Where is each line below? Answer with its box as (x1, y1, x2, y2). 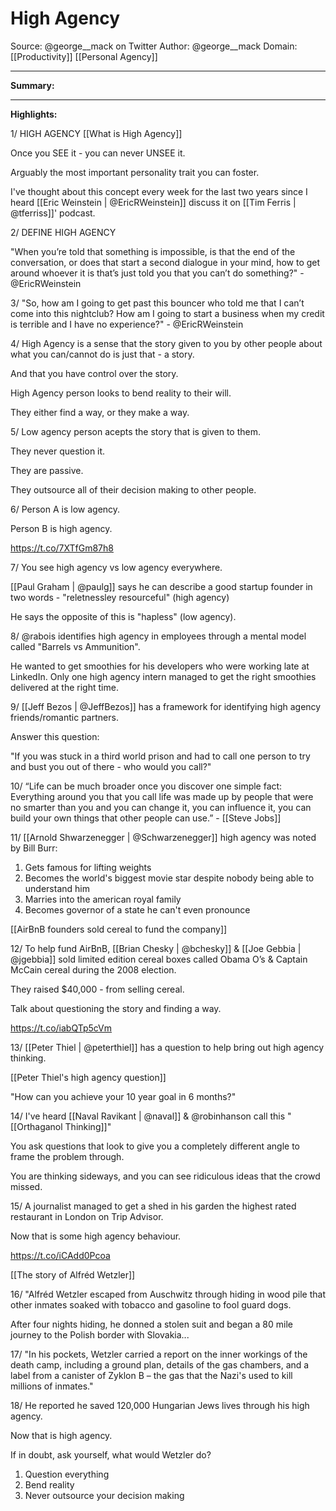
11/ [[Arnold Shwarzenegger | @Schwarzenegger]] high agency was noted (10, 831, 317, 843)
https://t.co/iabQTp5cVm (10, 1022, 113, 1034)
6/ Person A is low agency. (10, 503, 121, 515)
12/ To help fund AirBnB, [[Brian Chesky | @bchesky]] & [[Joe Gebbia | (10, 942, 302, 954)
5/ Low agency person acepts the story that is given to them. (10, 425, 261, 437)
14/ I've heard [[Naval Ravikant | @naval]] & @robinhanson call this (10, 1110, 286, 1122)
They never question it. (10, 445, 106, 457)
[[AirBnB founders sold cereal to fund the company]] (10, 923, 228, 935)
